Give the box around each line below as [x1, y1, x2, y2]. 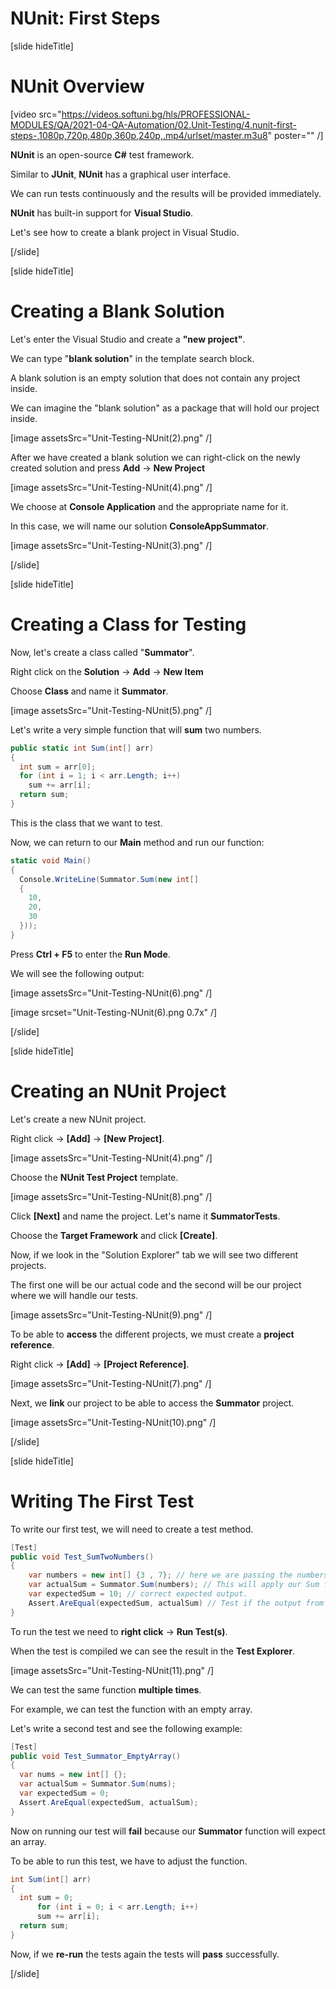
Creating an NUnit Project [10, 1080, 227, 1102]
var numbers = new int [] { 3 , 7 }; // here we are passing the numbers [28, 1570, 329, 1581]
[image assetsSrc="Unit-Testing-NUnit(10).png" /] [10, 1416, 217, 1428]
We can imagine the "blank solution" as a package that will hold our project [10, 402, 320, 414]
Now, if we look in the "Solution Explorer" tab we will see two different [10, 1248, 299, 1261]
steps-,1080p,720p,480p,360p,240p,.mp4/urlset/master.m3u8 [10, 129, 268, 141]
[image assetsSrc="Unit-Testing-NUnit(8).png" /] [10, 1190, 213, 1202]
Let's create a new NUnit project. [10, 1113, 147, 1125]
